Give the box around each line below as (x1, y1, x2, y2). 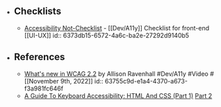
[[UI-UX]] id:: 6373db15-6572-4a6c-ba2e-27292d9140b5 (24, 31, 190, 39)
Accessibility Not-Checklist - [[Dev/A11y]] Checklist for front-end (24, 23, 210, 32)
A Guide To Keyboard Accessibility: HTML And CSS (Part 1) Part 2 (24, 91, 213, 99)
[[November (24, 77, 59, 85)
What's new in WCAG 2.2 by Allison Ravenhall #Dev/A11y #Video (24, 69, 208, 78)
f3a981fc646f (24, 84, 64, 93)
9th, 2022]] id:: (60, 77, 104, 85)
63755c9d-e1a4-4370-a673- (104, 77, 188, 85)
